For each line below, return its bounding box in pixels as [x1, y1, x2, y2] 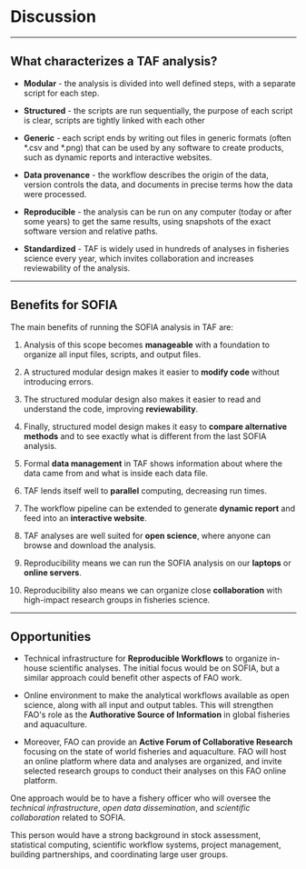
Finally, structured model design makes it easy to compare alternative [23, 421, 288, 432]
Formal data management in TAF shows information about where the [23, 457, 282, 469]
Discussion [10, 6, 96, 27]
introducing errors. [23, 375, 94, 387]
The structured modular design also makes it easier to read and [23, 394, 262, 405]
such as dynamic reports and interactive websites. [23, 152, 212, 163]
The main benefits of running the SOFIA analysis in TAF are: [10, 321, 234, 333]
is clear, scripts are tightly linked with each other [23, 115, 205, 125]
